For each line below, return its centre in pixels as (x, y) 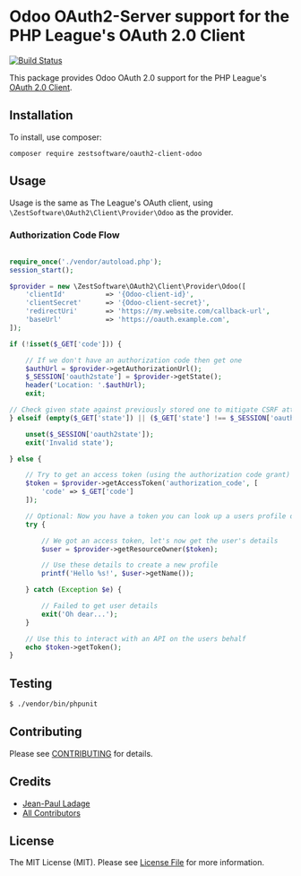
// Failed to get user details (100, 606)
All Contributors (51, 812)
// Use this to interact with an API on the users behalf (136, 638)
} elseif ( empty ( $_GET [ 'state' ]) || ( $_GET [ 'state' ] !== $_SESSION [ (140, 418)
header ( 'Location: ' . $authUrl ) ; (86, 386)
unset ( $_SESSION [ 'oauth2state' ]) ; (90, 434)
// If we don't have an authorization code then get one (134, 360)
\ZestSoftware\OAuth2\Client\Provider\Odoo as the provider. (121, 212)
